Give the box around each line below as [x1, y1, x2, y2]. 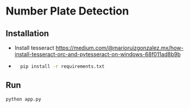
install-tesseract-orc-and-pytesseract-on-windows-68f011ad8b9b [14, 51, 181, 58]
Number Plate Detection [5, 4, 129, 18]
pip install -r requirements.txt [20, 63, 105, 69]
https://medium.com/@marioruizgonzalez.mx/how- [55, 44, 184, 51]
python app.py [5, 96, 42, 102]
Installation [5, 28, 49, 39]
